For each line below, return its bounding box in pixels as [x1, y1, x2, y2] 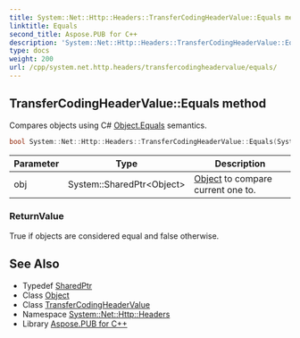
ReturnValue [9, 210, 64, 223]
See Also [9, 257, 60, 272]
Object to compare [194, 172, 272, 184]
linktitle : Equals [9, 21, 78, 30]
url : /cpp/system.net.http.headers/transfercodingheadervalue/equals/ [9, 63, 278, 72]
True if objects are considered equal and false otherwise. [9, 230, 220, 241]
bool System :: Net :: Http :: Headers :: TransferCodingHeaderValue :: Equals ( [9, 137, 278, 146]
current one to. [194, 183, 256, 196]
